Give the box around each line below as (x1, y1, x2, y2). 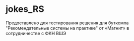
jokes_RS (5, 3, 44, 15)
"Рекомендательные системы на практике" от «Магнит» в (5, 25, 130, 31)
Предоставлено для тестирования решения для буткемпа (5, 20, 129, 26)
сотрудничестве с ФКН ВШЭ (5, 30, 67, 36)
